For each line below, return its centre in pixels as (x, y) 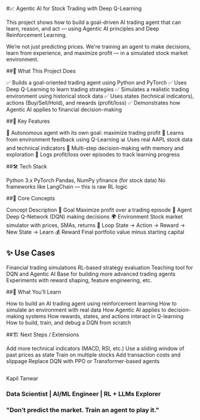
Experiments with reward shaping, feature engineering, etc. (79, 280)
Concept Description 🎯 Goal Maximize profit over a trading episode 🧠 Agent (99, 210)
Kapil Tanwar (22, 379)
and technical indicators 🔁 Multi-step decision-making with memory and (95, 148)
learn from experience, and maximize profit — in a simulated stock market (97, 53)
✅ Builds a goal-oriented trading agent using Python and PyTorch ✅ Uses (96, 82)
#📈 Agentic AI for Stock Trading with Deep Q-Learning (74, 8)
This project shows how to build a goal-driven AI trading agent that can (94, 22)
